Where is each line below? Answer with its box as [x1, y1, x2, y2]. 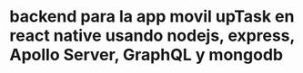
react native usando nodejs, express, [9, 25, 296, 46]
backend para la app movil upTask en [9, 6, 295, 27]
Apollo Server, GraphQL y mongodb [9, 45, 284, 65]
